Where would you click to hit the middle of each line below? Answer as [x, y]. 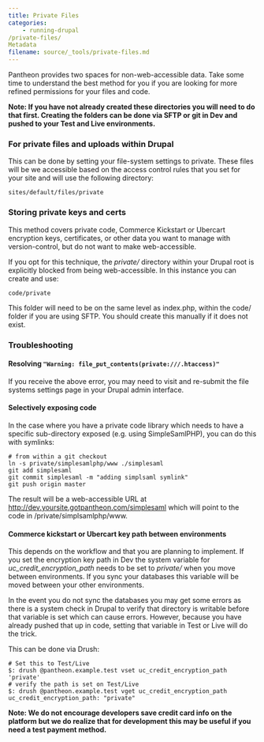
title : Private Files [44, 15]
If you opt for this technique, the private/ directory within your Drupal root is [131, 262]
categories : [28, 23]
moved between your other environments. [76, 585]
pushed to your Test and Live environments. [82, 124]
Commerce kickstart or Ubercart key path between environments [117, 533]
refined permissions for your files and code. [79, 91]
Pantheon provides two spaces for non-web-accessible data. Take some [126, 75]
